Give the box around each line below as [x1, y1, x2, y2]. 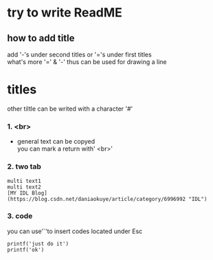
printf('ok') [7, 246, 45, 253]
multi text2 [7, 184, 41, 191]
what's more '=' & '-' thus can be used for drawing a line [7, 58, 167, 66]
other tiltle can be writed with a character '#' [7, 105, 133, 113]
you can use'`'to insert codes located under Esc [7, 227, 143, 235]
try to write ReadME [7, 5, 122, 21]
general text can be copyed [16, 138, 96, 146]
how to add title [7, 32, 75, 44]
